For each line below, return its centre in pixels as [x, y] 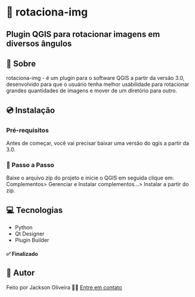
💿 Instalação [31, 110]
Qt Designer [30, 234]
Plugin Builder [32, 240]
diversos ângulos [39, 43]
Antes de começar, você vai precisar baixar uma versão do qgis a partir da [98, 143]
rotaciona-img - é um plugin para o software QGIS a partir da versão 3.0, [95, 78]
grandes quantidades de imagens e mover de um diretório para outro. [92, 91]
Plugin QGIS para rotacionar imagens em [83, 34]
